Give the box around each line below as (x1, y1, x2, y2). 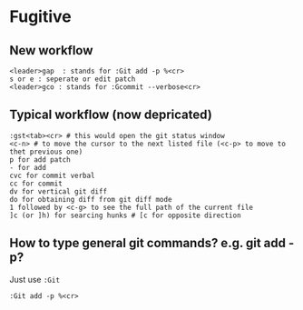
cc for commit (9, 179, 64, 188)
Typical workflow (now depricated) (9, 107, 213, 123)
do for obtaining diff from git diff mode (9, 195, 172, 204)
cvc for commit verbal (9, 171, 95, 180)
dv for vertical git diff (9, 186, 107, 196)
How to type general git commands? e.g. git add (9, 235, 287, 251)
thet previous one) (9, 147, 83, 156)
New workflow (9, 43, 93, 58)
